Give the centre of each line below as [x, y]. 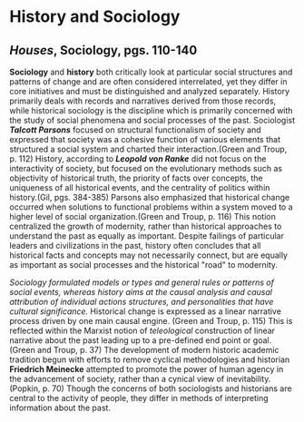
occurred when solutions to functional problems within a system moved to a [151, 207]
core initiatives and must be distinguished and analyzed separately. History [150, 91]
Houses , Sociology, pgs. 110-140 [103, 50]
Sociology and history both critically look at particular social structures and [151, 72]
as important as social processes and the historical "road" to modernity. [144, 265]
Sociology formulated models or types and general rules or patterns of [142, 282]
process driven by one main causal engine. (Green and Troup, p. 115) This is [151, 321]
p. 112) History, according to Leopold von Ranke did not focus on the [138, 159]
